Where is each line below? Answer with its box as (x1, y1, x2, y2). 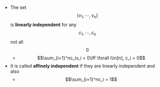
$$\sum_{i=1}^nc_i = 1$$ (65, 76, 117, 82)
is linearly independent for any (10, 21, 77, 28)
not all (10, 38, 24, 45)
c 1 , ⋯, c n (78, 29, 96, 37)
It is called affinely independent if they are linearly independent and (10, 62, 155, 69)
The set (10, 5, 27, 10)
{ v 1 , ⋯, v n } (76, 12, 98, 19)
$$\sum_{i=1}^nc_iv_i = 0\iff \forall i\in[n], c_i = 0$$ (37, 55, 146, 61)
